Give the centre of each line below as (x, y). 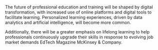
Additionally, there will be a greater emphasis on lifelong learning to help (77, 32)
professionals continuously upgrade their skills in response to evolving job (79, 37)
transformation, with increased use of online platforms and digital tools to (78, 12)
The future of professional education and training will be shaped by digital (79, 7)
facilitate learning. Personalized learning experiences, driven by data (74, 17)
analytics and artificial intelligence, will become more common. (68, 22)
